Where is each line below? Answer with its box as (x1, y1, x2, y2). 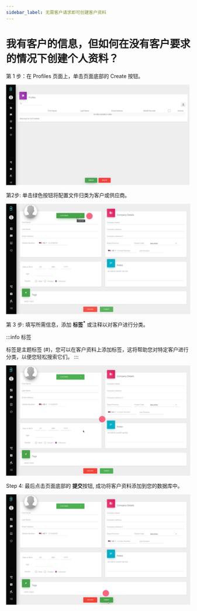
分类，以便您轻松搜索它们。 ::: (6, 354, 79, 361)
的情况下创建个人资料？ (6, 52, 119, 65)
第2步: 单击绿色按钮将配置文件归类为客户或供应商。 (6, 192, 130, 199)
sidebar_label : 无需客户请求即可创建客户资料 (6, 9, 106, 15)
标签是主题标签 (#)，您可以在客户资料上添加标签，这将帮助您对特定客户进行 (6, 346, 189, 353)
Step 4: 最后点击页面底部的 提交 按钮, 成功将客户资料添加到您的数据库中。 (6, 482, 183, 489)
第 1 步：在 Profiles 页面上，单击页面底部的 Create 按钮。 (6, 72, 144, 79)
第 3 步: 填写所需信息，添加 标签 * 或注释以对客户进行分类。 (6, 320, 148, 328)
